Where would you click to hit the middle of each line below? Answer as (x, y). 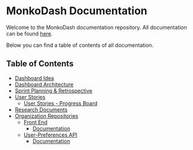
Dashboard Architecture (44, 84)
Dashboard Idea (34, 78)
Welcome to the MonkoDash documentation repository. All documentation (96, 27)
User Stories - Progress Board (61, 103)
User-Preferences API (50, 135)
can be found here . (29, 33)
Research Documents (41, 109)
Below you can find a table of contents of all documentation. (80, 45)
